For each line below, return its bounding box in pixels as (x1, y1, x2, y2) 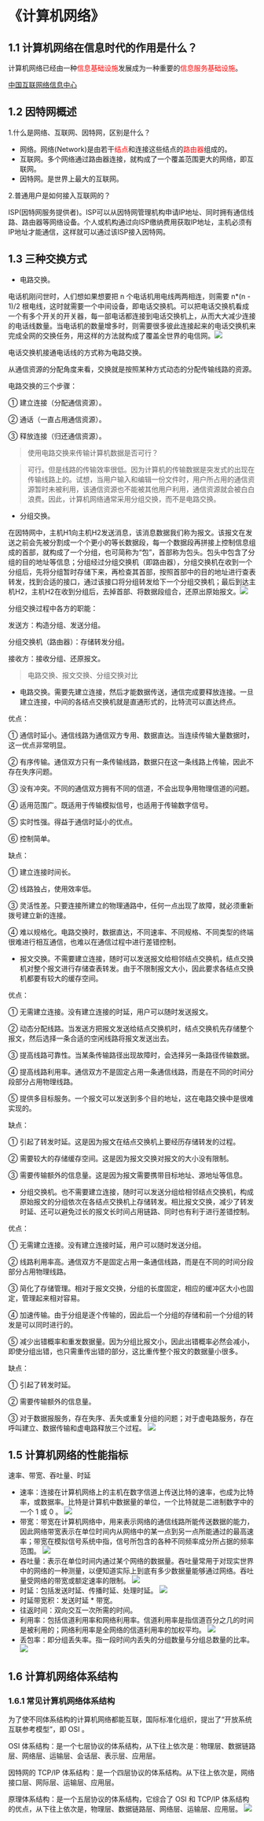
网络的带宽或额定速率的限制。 (33, 1576, 130, 1586)
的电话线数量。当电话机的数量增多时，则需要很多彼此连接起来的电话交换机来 (8, 320, 256, 331)
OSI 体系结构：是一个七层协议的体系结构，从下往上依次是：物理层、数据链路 (8, 1741, 256, 1751)
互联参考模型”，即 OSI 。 (8, 1725, 89, 1734)
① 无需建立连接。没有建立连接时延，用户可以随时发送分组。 (8, 1240, 206, 1249)
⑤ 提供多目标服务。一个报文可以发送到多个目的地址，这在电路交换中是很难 (8, 1094, 254, 1103)
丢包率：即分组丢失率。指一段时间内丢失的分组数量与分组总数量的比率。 (19, 1635, 254, 1645)
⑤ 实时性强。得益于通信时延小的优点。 (8, 816, 137, 827)
